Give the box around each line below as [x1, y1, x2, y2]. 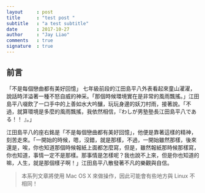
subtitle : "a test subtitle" [6, 20, 89, 26]
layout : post [6, 9, 53, 15]
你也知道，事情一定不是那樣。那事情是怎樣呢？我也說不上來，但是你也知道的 [6, 151, 199, 159]
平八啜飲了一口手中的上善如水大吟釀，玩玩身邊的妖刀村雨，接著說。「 [11, 100, 186, 107]
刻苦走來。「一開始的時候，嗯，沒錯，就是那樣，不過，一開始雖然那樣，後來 [6, 136, 197, 143]
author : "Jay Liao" [6, 32, 70, 38]
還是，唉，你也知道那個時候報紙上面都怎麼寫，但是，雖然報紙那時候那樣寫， [6, 143, 199, 151]
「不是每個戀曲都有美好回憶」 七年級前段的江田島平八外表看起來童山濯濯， [6, 85, 196, 92]
